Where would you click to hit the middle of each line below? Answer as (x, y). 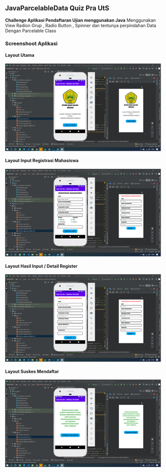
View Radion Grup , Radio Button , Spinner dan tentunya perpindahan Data (81, 25)
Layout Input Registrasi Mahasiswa (42, 161)
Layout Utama (20, 55)
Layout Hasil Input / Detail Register (41, 266)
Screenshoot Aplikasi (31, 43)
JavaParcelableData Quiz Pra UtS (57, 8)
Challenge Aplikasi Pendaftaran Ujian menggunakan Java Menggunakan (81, 20)
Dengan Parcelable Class (31, 31)
